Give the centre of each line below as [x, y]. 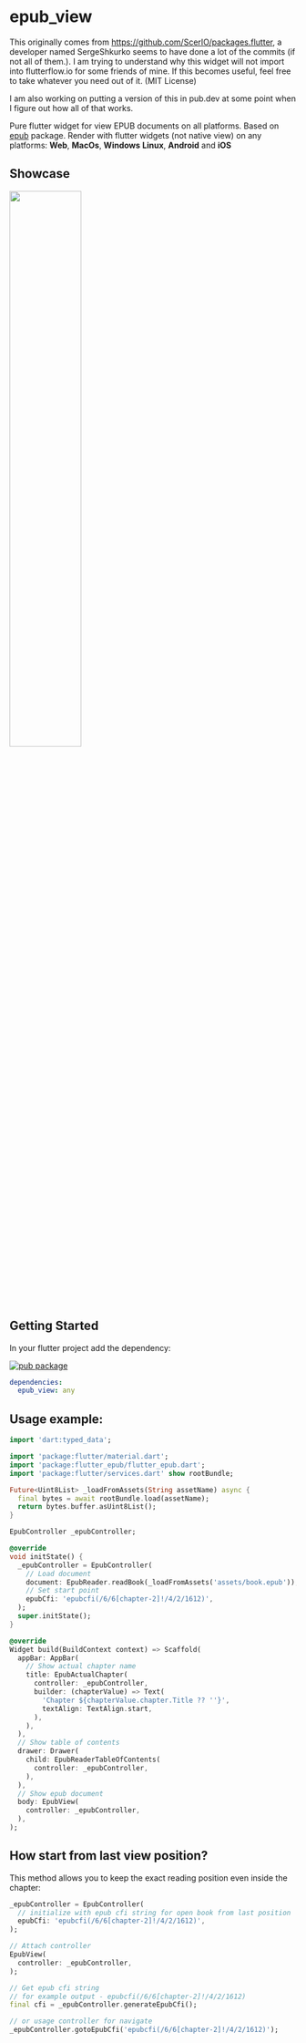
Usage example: [56, 1419]
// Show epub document [61, 1793]
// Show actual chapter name [81, 1666]
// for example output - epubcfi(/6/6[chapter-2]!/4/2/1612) [128, 1997]
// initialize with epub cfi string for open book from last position [154, 1913]
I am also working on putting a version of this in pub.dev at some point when [153, 98]
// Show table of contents [69, 1743]
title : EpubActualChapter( [77, 1675]
